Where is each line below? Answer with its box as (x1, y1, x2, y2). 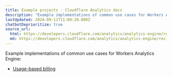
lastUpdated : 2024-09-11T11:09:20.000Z (5, 17, 91, 22)
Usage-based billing (12, 65, 56, 72)
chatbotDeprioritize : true (5, 22, 63, 27)
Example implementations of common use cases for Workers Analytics (5, 50, 155, 56)
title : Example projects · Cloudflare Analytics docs (5, 7, 123, 13)
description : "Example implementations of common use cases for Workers (5, 12, 164, 17)
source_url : (5, 27, 31, 32)
